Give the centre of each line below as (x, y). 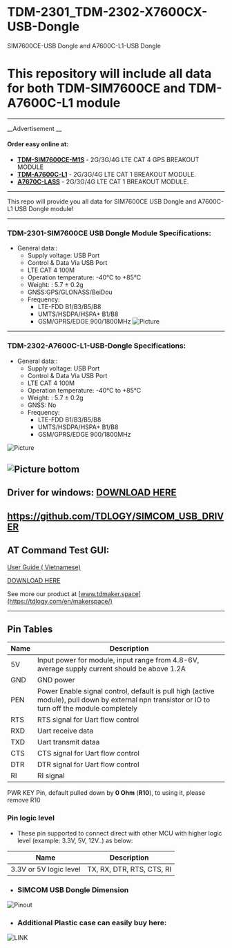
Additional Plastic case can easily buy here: (92, 922)
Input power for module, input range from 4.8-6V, (118, 660)
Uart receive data (65, 731)
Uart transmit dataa (68, 742)
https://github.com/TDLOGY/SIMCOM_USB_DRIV (116, 516)
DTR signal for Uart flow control (88, 764)
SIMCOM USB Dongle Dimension (73, 889)
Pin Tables (30, 630)
